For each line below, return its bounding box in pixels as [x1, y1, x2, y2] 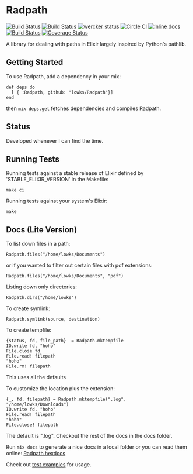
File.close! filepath [6, 422, 59, 428]
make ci [6, 187, 25, 193]
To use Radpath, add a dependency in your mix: [6, 73, 121, 80]
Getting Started [6, 57, 64, 67]
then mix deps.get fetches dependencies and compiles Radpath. [6, 105, 162, 112]
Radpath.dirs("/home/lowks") [6, 295, 77, 301]
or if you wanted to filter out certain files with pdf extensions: [6, 262, 153, 269]
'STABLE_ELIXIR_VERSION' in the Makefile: [6, 176, 109, 183]
